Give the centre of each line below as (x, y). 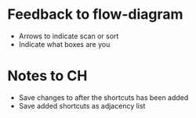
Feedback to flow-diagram (95, 14)
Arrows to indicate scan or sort (69, 36)
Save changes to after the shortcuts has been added (103, 97)
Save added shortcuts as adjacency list (82, 105)
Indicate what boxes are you (64, 44)
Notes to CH (47, 76)
